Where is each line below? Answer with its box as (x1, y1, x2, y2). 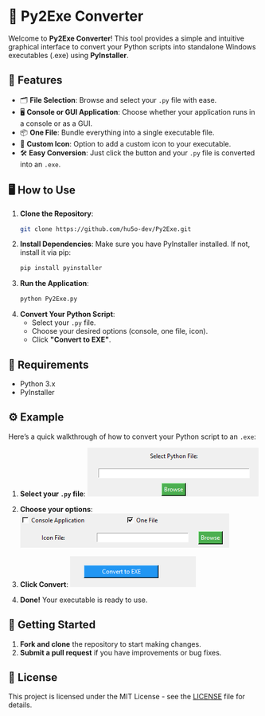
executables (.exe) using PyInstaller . (8, 50, 129, 60)
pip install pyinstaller (19, 264, 103, 272)
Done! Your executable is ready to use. (19, 595, 148, 604)
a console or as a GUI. (19, 119, 93, 128)
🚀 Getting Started (8, 618, 96, 632)
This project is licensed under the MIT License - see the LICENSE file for (8, 692, 245, 702)
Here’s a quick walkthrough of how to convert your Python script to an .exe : (8, 432, 256, 441)
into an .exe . (19, 159, 61, 169)
